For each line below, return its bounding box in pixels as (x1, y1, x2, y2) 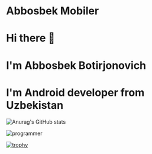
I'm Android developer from (6, 86, 145, 99)
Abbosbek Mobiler (6, 4, 99, 18)
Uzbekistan (6, 98, 64, 112)
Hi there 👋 (6, 32, 55, 45)
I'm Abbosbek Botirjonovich (6, 58, 147, 72)
